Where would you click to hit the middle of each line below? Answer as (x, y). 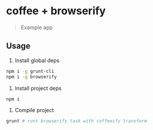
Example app (37, 27)
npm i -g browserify (32, 77)
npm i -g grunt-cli (30, 71)
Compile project (34, 110)
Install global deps (37, 60)
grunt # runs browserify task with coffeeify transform (76, 121)
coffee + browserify (56, 11)
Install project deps (38, 88)
